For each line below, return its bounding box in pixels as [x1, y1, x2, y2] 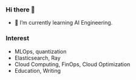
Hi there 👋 [5, 5, 36, 14]
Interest [5, 34, 30, 43]
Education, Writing [14, 67, 61, 74]
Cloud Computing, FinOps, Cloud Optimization [14, 60, 131, 68]
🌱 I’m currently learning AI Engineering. [14, 19, 113, 26]
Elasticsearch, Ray [14, 54, 61, 61]
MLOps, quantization [14, 48, 67, 55]
